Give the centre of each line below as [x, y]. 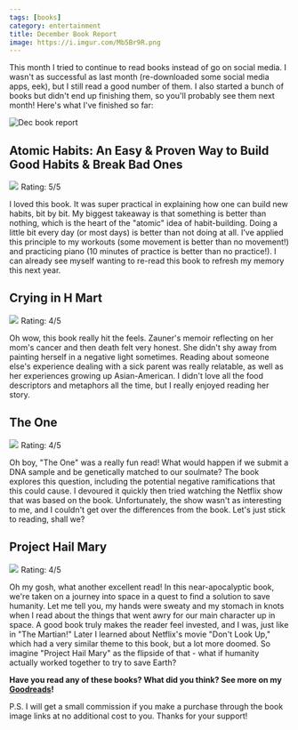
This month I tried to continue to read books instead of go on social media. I [148, 68]
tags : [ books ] [36, 17]
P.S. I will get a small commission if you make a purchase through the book [146, 706]
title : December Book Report [63, 34]
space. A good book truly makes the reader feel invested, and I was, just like [149, 624]
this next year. [35, 270]
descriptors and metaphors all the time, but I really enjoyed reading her [139, 385]
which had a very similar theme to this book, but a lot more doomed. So [140, 643]
